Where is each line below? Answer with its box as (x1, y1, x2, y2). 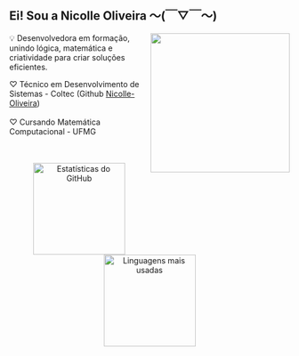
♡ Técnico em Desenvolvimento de (9, 78, 140, 89)
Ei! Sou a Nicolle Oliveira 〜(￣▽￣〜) (9, 8, 218, 24)
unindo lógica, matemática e (9, 43, 113, 53)
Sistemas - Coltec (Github (9, 88, 104, 99)
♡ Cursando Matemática (9, 117, 101, 127)
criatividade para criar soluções (9, 52, 125, 62)
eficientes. (9, 61, 48, 72)
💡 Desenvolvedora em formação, (9, 32, 131, 43)
